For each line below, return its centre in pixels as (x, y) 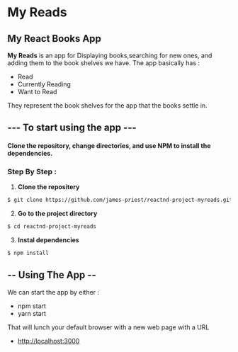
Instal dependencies (48, 240)
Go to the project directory (57, 214)
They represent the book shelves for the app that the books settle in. (107, 106)
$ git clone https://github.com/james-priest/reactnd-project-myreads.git (120, 200)
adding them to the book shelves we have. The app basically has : (104, 63)
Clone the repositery (49, 187)
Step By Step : (32, 171)
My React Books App (54, 39)
